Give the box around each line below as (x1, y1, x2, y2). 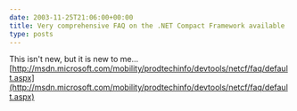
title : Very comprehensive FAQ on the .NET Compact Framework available (9, 21, 285, 30)
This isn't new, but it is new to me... (9, 54, 139, 65)
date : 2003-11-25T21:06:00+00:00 (9, 12, 134, 22)
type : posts (9, 29, 54, 38)
